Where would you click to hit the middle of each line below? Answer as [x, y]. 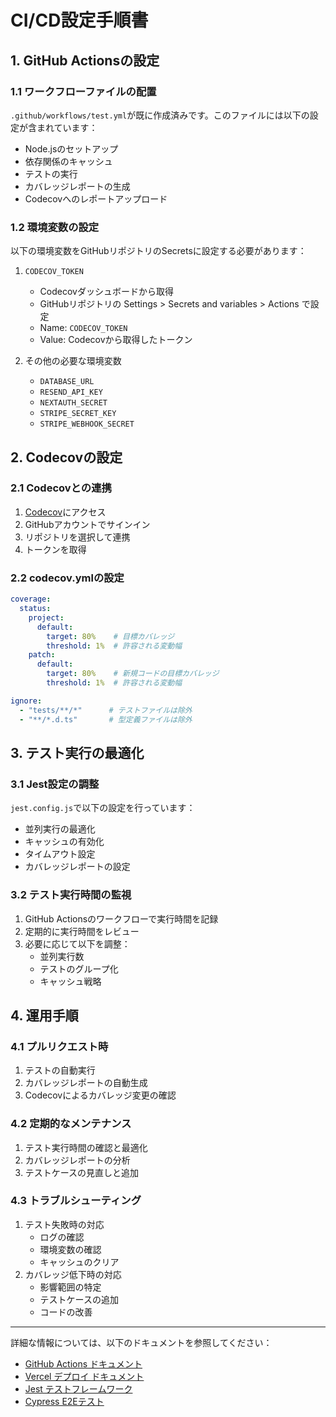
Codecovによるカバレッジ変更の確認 [100, 1095]
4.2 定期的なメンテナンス [71, 1124]
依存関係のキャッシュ [68, 161]
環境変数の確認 [70, 1249]
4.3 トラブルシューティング [76, 1201]
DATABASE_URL [67, 382]
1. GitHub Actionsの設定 [85, 60]
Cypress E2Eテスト [64, 1401]
